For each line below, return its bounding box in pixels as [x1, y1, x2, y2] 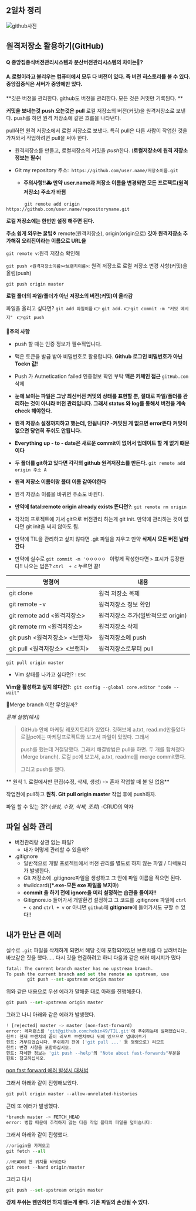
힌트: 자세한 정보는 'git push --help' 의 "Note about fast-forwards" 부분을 [6, 1050, 181, 1056]
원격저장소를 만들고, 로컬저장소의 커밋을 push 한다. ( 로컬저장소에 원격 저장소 [14, 147, 188, 154]
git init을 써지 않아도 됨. [25, 523, 80, 530]
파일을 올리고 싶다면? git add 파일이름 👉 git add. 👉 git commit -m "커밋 [6, 305, 178, 311]
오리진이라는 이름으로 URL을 [21, 237, 86, 244]
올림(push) [6, 270, 32, 276]
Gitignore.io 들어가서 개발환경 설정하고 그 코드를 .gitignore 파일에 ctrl [23, 896, 187, 903]
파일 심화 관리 [6, 822, 53, 832]
